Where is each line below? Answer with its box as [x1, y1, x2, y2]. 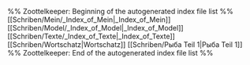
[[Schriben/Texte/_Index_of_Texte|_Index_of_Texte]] [7, 31, 175, 41]
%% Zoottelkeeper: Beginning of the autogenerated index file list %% [7, 7, 234, 16]
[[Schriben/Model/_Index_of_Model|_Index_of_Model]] [7, 23, 184, 32]
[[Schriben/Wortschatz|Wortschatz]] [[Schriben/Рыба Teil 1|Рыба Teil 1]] [7, 40, 243, 49]
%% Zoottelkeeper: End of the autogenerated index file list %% [7, 49, 214, 57]
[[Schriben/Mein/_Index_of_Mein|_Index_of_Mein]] [7, 15, 171, 24]
